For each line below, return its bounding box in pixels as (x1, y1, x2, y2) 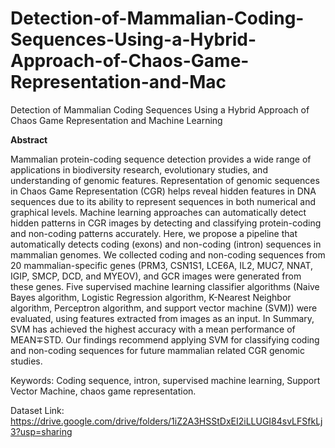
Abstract (10, 133, 48, 146)
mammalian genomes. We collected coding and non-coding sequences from (10, 248, 326, 261)
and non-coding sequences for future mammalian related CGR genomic (10, 344, 305, 356)
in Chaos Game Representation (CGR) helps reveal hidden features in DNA (10, 185, 317, 197)
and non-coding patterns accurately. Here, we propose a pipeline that (10, 227, 298, 239)
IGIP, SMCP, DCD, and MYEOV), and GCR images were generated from (10, 270, 302, 282)
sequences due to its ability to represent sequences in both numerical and (10, 195, 317, 207)
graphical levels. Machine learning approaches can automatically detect (10, 206, 307, 218)
